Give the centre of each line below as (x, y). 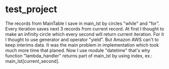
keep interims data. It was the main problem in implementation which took (82, 45)
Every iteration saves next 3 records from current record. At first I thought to (85, 28)
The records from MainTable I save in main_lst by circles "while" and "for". (82, 23)
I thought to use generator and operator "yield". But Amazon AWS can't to (82, 40)
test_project (31, 9)
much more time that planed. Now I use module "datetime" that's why (78, 50)
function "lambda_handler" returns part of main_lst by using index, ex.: (79, 56)
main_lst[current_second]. (32, 61)
